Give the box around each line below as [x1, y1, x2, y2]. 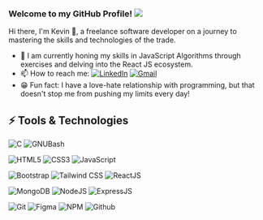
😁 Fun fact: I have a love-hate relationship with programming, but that [19, 80, 255, 90]
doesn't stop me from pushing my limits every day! [19, 89, 191, 99]
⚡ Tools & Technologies [8, 114, 129, 127]
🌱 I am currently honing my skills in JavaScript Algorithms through [19, 51, 241, 61]
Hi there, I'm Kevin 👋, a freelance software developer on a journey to [8, 27, 237, 37]
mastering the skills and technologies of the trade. [8, 35, 176, 45]
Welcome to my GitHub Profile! [8, 8, 132, 19]
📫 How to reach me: [19, 69, 90, 79]
